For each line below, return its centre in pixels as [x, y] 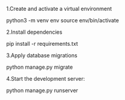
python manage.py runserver [42, 90]
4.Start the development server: [46, 79]
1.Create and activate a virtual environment [59, 9]
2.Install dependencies [34, 32]
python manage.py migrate [40, 67]
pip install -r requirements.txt [42, 44]
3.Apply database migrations [42, 55]
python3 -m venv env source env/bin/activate [62, 20]
